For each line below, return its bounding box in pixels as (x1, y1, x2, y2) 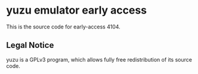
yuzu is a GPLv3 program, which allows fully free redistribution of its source (6, 56, 193, 63)
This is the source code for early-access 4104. (6, 23, 120, 30)
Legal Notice (6, 40, 54, 50)
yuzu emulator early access (6, 4, 147, 17)
